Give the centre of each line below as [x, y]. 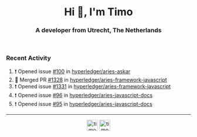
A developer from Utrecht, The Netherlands [98, 30]
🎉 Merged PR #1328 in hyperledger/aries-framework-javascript [91, 80]
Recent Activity [29, 58]
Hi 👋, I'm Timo [98, 12]
